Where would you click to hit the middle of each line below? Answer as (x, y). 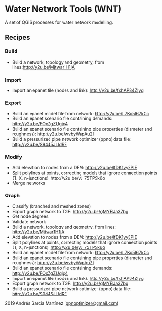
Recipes (17, 38)
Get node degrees (30, 216)
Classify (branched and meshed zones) (51, 206)
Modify (14, 157)
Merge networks (28, 183)
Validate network (29, 221)
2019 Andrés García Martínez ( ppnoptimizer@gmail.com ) (62, 303)
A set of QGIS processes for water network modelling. (59, 22)
